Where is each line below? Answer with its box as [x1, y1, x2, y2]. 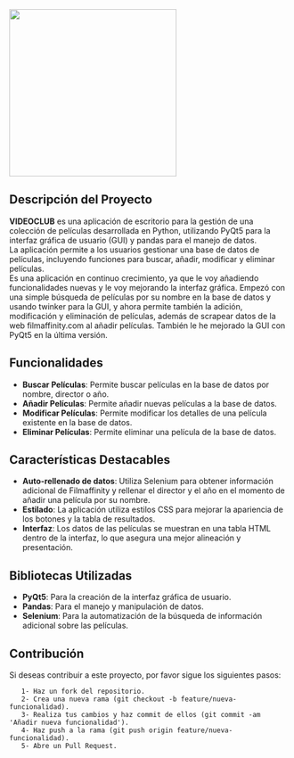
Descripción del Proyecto [9, 192, 153, 208]
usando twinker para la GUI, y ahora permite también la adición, [9, 301, 243, 311]
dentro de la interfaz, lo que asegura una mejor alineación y [21, 532, 241, 543]
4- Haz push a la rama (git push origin [20, 726, 174, 735]
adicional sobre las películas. [21, 620, 129, 631]
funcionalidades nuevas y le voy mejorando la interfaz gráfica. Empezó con [9, 282, 286, 292]
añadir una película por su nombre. [21, 495, 151, 506]
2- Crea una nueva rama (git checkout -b [20, 695, 177, 704]
